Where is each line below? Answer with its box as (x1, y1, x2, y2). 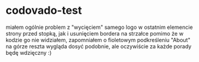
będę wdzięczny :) (5, 49, 52, 56)
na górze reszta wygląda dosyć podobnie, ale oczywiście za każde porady (5, 43, 192, 50)
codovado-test (5, 4, 82, 17)
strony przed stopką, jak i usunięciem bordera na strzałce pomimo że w (5, 29, 184, 37)
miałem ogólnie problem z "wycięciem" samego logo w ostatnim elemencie (5, 23, 193, 31)
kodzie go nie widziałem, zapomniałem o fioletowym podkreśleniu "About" (5, 36, 191, 43)
